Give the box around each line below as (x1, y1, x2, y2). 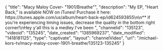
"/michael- (137, 35, 159, 41)
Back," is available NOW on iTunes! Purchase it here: (5, 9, 111, 15)
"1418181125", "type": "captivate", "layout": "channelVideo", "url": (5, 35, 136, 41)
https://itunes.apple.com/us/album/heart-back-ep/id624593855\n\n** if (5, 15, 150, 20)
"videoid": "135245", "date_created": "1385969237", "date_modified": (5, 30, 145, 35)
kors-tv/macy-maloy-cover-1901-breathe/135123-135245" (5, 40, 121, 46)
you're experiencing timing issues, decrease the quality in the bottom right (5, 19, 155, 25)
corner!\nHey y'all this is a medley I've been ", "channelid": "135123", (5, 25, 144, 31)
